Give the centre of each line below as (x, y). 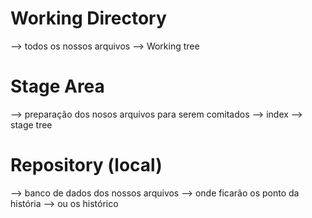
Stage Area (57, 86)
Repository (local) (86, 165)
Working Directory (88, 18)
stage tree (31, 124)
